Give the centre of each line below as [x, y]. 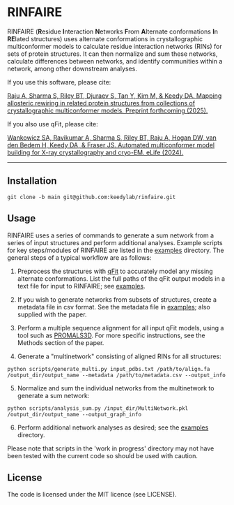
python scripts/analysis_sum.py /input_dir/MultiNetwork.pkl [98, 408]
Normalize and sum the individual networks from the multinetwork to [116, 388]
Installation [32, 181]
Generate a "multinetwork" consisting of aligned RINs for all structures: [119, 356]
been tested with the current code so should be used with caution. [103, 455]
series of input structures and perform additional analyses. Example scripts [115, 242]
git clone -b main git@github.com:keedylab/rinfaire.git [92, 197]
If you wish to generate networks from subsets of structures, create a [117, 299]
